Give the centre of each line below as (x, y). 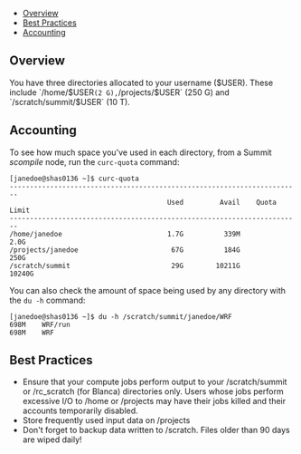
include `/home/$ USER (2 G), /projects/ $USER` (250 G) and (120, 92)
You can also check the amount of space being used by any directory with (148, 290)
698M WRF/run (40, 324)
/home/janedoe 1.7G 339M (125, 234)
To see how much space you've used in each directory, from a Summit (141, 152)
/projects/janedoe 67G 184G (125, 250)
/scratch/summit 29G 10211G (125, 266)
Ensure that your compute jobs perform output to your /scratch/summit (155, 382)
